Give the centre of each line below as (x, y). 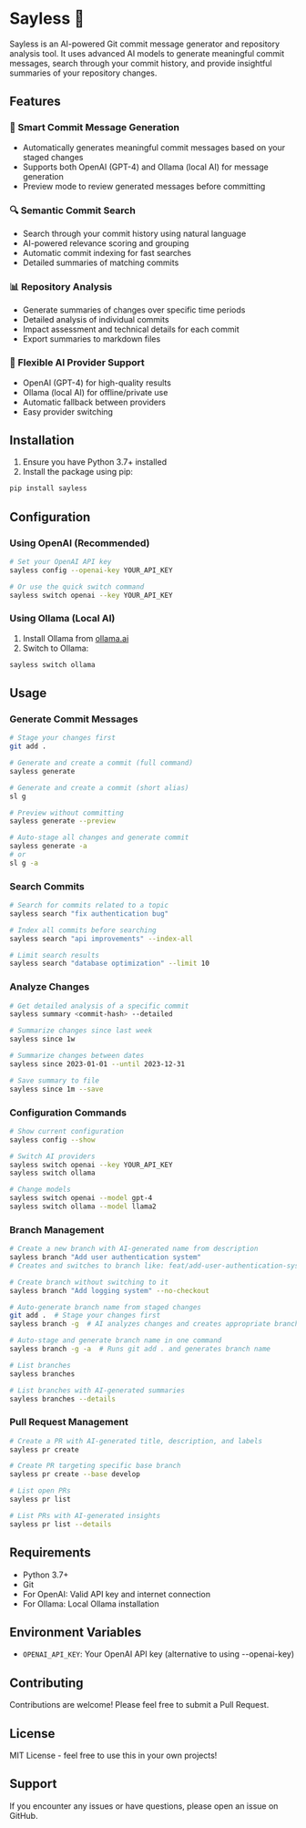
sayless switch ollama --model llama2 (83, 1207)
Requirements (50, 1553)
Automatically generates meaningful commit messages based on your (154, 147)
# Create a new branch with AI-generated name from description (134, 1249)
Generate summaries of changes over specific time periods (134, 310)
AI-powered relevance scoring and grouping (106, 243)
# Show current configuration (67, 1131)
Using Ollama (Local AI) (62, 619)
